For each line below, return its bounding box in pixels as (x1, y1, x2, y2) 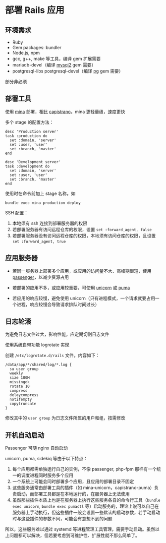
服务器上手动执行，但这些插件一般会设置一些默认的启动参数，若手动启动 (12, 509, 160, 516)
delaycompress (9, 393, 39, 398)
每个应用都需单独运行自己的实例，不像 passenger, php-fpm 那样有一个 (12, 466, 157, 472)
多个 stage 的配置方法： (5, 119, 54, 125)
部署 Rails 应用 (5, 4, 64, 16)
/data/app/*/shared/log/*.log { (5, 362, 72, 367)
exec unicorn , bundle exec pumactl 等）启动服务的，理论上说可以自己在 (12, 503, 159, 509)
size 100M (9, 375, 30, 380)
